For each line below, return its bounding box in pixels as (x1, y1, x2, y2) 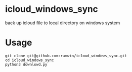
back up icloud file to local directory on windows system (5, 20, 120, 26)
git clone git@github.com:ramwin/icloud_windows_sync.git (5, 53, 127, 58)
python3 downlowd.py (5, 62, 48, 67)
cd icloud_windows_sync (5, 58, 54, 63)
